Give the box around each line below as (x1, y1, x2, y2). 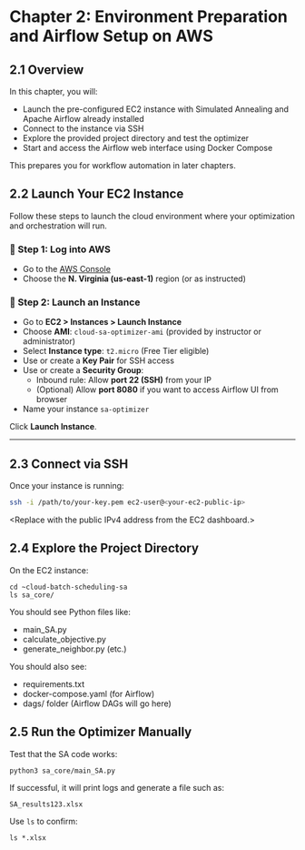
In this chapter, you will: (9, 86, 98, 96)
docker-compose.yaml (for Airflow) (22, 688, 155, 699)
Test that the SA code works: (9, 748, 118, 759)
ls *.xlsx (9, 833, 47, 843)
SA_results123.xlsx (9, 799, 84, 809)
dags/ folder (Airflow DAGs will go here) (22, 698, 172, 709)
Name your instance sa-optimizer (22, 403, 150, 415)
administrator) (22, 336, 75, 347)
